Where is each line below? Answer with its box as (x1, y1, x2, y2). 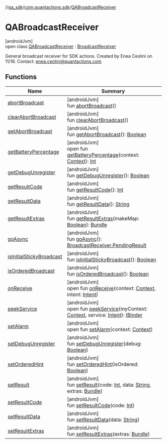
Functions (5, 73, 37, 81)
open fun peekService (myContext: (67, 305, 148, 312)
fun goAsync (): (67, 235, 102, 242)
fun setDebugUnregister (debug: (67, 340, 142, 347)
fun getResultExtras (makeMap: (67, 215, 140, 222)
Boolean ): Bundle (67, 221, 107, 228)
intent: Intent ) (67, 291, 98, 298)
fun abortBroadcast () (67, 102, 117, 109)
